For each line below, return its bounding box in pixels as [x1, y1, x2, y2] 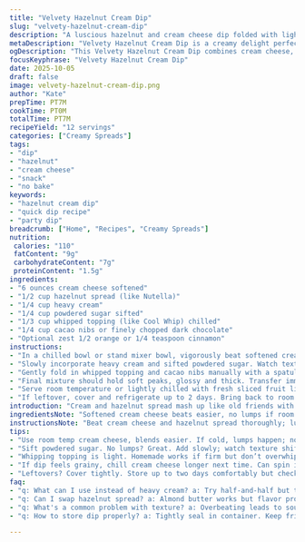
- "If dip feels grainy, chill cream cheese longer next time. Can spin [9, 460, 290, 470]
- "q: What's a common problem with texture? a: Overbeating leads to [9, 503, 282, 512]
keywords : [9, 191, 47, 200]
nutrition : [9, 232, 51, 241]
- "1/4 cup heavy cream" [9, 301, 103, 310]
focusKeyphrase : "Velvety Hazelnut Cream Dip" [9, 55, 189, 64]
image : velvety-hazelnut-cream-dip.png [9, 81, 161, 90]
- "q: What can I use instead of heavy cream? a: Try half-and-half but [9, 486, 290, 495]
